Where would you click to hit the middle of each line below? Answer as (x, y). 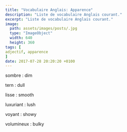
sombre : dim (19, 75)
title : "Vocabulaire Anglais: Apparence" (49, 10)
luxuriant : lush (21, 105)
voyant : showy (21, 114)
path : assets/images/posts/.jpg (44, 29)
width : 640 (21, 38)
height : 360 (22, 43)
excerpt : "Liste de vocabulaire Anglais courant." (59, 19)
